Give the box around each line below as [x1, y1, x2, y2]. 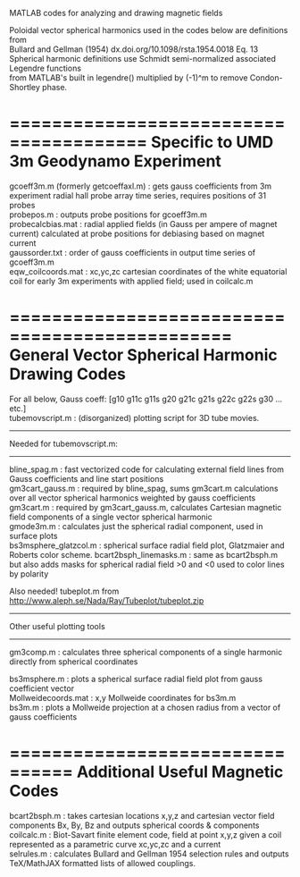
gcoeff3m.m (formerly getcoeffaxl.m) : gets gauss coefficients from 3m [9, 181, 272, 191]
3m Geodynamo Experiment [9, 151, 221, 172]
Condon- [249, 72, 283, 83]
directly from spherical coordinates [9, 656, 138, 667]
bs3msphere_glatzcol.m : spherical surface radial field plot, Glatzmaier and [9, 540, 285, 551]
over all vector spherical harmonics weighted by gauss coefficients [9, 492, 256, 503]
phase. [41, 82, 68, 92]
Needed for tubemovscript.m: [9, 438, 119, 449]
